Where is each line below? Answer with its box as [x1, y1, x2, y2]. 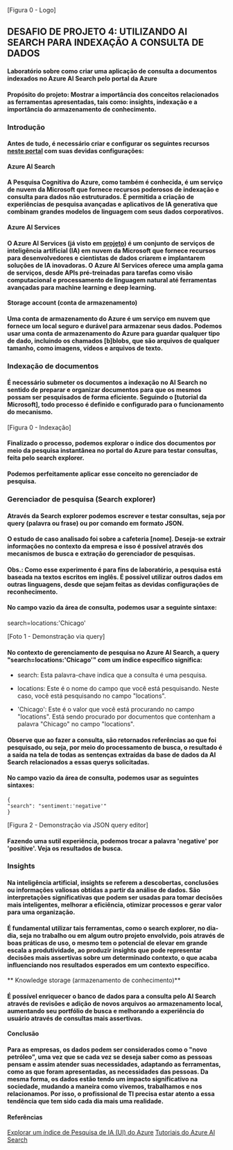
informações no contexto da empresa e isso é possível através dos [7, 542, 203, 551]
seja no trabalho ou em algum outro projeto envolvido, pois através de [19, 931, 225, 939]
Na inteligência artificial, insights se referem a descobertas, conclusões [7, 879, 219, 887]
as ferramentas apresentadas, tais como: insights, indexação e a [7, 97, 198, 106]
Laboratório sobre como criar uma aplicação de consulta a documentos [7, 67, 217, 75]
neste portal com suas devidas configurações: [7, 147, 144, 155]
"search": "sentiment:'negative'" [7, 803, 107, 809]
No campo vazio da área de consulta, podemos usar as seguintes [7, 773, 199, 782]
